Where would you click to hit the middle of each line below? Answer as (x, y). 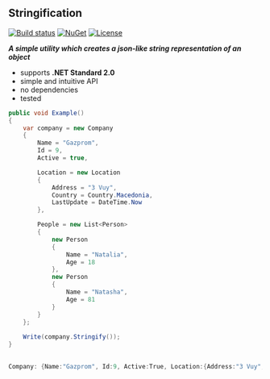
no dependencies (49, 90)
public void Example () (46, 113)
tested (31, 98)
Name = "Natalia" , (97, 254)
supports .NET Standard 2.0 (67, 73)
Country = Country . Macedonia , (102, 195)
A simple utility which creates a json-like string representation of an (125, 48)
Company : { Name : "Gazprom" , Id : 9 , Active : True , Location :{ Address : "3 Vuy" (135, 366)
